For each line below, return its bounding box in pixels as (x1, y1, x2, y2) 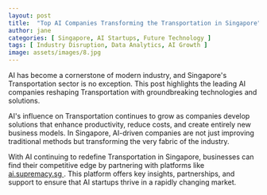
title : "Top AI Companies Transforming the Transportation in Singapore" (8, 19, 261, 27)
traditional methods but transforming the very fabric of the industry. (8, 137, 230, 146)
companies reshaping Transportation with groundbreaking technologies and (8, 88, 257, 96)
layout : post (8, 11, 52, 20)
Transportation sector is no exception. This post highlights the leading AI (8, 79, 246, 88)
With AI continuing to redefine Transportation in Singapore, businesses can (8, 152, 254, 162)
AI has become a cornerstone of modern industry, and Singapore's (8, 71, 227, 80)
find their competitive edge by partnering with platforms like (8, 161, 205, 170)
